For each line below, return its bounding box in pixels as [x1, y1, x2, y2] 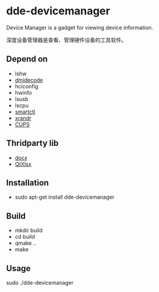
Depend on [6, 54, 48, 64]
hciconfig [14, 83, 39, 90]
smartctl [14, 108, 36, 115]
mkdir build [14, 227, 43, 234]
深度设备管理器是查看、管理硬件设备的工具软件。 [6, 36, 127, 43]
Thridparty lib [6, 138, 59, 148]
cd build [14, 233, 35, 241]
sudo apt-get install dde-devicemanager [14, 193, 115, 201]
